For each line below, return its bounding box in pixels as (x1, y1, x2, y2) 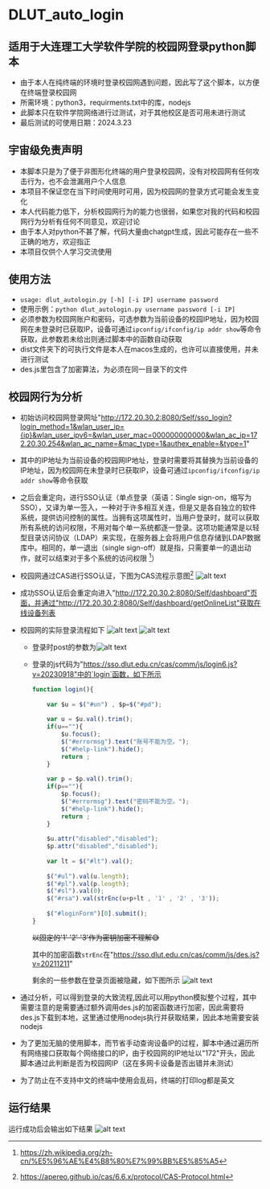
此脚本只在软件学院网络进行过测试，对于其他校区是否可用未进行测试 (19, 108, 246, 117)
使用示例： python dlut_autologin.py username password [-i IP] (19, 304, 235, 314)
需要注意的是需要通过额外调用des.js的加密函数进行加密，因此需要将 (19, 1002, 244, 1012)
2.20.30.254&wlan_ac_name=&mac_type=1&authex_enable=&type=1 (19, 439, 247, 449)
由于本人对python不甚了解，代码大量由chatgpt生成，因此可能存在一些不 (19, 227, 260, 236)
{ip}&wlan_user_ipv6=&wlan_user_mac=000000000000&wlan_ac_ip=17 (19, 430, 258, 440)
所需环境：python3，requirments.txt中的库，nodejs (19, 98, 191, 107)
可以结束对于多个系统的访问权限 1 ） (41, 552, 159, 564)
